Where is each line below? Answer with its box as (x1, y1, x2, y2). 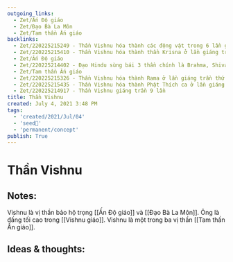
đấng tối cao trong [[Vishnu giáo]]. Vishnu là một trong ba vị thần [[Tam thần (7, 216, 225, 224)
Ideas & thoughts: (7, 243, 85, 255)
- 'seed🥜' (13, 119, 42, 127)
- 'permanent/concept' (13, 126, 79, 133)
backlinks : (7, 36, 39, 43)
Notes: (7, 190, 37, 202)
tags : (7, 107, 23, 114)
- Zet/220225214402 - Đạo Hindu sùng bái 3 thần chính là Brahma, (13, 62, 209, 69)
